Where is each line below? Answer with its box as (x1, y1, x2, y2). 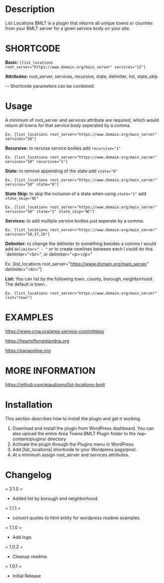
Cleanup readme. (12, 553, 48, 560)
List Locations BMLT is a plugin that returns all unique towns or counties (5, 20, 153, 26)
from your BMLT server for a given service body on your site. (5, 25, 131, 31)
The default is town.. (5, 281, 47, 287)
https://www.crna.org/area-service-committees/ (5, 328, 105, 334)
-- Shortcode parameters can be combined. (5, 83, 95, 89)
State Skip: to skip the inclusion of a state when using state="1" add (5, 191, 147, 197)
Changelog (5, 469, 52, 480)
